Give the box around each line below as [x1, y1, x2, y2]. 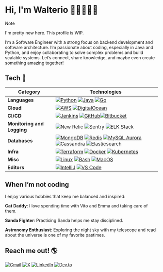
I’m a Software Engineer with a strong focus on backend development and [5, 39, 153, 45]
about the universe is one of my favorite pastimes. [5, 232, 105, 238]
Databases [7, 137, 33, 144]
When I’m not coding [5, 181, 69, 189]
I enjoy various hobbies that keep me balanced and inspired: [5, 193, 126, 199]
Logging [7, 126, 27, 133]
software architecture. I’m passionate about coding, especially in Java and [5, 44, 154, 50]
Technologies [89, 88, 122, 95]
